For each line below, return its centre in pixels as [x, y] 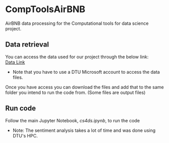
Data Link [15, 62]
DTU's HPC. [25, 135]
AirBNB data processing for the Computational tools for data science [77, 23]
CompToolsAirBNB [45, 9]
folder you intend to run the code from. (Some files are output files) [75, 92]
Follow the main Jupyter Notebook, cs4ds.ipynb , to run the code [73, 120]
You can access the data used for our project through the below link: [77, 57]
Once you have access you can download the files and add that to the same [84, 87]
